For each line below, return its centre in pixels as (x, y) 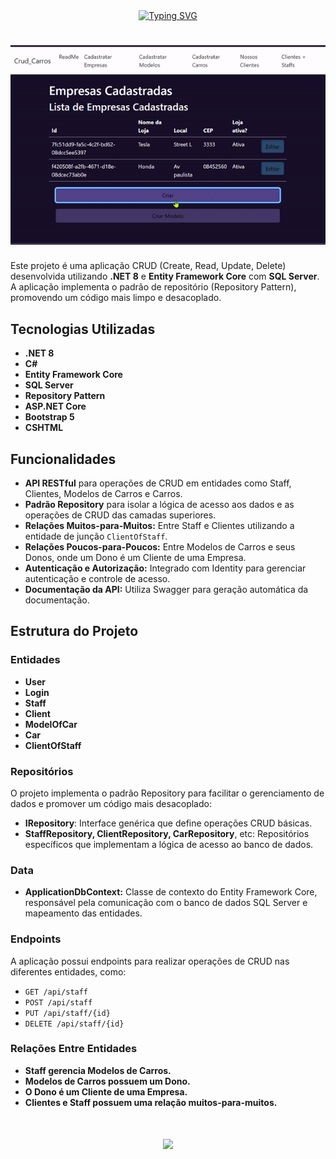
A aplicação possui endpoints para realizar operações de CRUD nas (150, 961)
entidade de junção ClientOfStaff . (96, 536)
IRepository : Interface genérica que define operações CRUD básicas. (168, 823)
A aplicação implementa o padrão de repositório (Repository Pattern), (153, 287)
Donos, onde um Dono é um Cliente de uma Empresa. (135, 557)
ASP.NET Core (55, 406)
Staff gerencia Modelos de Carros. (98, 1070)
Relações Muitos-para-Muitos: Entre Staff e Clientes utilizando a (159, 525)
